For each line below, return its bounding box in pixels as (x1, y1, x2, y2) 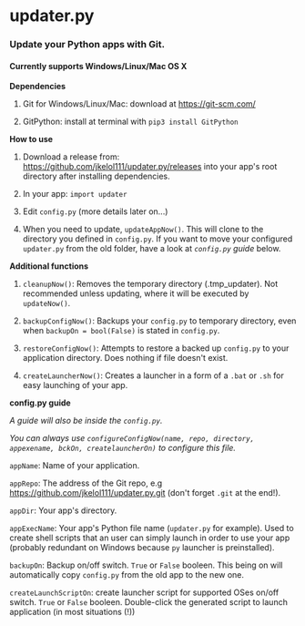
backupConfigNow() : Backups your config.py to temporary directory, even (22, 315, 297, 326)
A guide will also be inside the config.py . (9, 416, 163, 426)
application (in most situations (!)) (9, 607, 136, 618)
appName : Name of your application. (9, 460, 140, 471)
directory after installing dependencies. (22, 170, 170, 182)
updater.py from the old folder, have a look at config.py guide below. (22, 243, 281, 254)
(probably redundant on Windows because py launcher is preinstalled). (9, 542, 275, 553)
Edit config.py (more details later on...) (22, 206, 168, 217)
